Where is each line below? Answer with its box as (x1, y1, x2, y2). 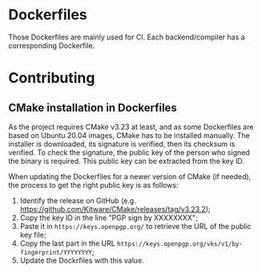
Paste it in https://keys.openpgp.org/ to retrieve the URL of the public (19, 221, 252, 230)
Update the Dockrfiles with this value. (19, 255, 144, 265)
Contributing (8, 69, 95, 88)
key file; (19, 230, 46, 239)
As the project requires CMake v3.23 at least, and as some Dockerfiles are (8, 122, 254, 132)
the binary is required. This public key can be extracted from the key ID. (8, 156, 245, 165)
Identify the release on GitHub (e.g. (19, 195, 136, 206)
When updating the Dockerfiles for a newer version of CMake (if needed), (8, 171, 252, 181)
